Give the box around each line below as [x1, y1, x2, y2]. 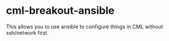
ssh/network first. [6, 29, 49, 36]
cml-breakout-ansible [6, 4, 115, 17]
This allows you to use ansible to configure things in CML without [6, 23, 164, 30]
